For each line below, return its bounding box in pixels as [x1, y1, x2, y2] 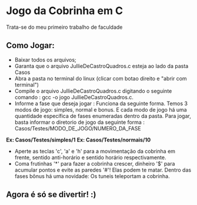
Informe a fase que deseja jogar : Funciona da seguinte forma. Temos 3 [14, 100, 188, 107]
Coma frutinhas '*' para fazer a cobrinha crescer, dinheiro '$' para [14, 160, 175, 167]
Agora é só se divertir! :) [6, 190, 96, 200]
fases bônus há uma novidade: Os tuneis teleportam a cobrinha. [14, 172, 170, 180]
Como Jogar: [6, 41, 55, 51]
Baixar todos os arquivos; [14, 56, 76, 63]
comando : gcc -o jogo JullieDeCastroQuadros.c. [14, 93, 134, 100]
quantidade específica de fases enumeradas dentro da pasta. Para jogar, [14, 112, 191, 119]
